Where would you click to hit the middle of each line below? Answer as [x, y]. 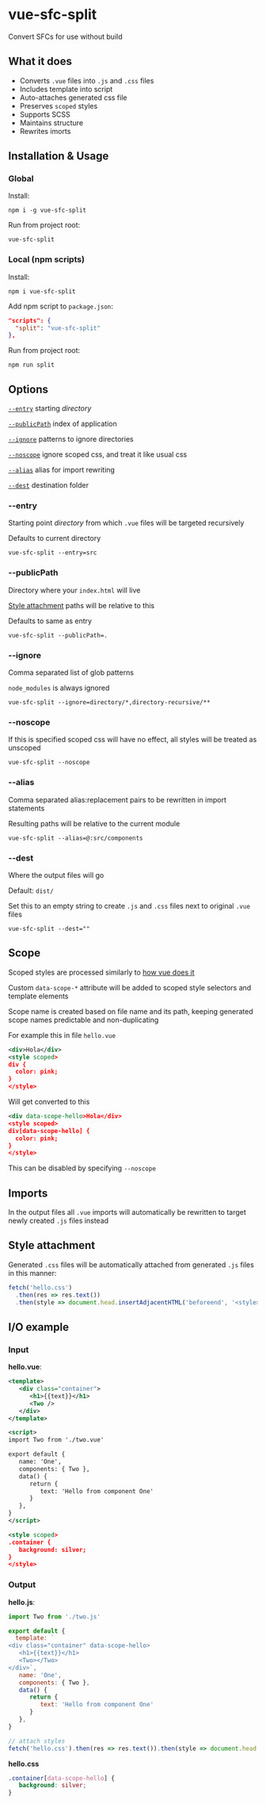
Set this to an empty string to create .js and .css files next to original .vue [129, 906]
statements [27, 808]
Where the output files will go [56, 875]
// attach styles [37, 1741]
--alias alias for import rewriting [61, 470]
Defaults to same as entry [50, 621]
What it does [40, 61]
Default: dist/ [31, 891]
